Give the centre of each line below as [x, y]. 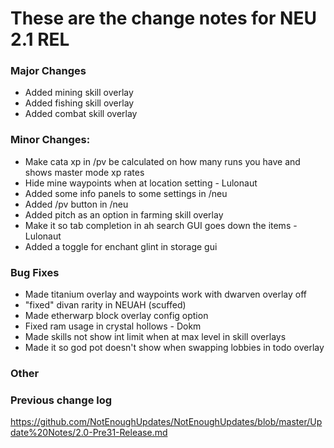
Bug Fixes [35, 272]
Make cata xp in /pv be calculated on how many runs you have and [162, 161]
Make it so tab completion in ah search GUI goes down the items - [161, 225]
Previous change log [61, 400]
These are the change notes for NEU [163, 18]
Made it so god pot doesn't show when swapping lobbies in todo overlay [174, 348]
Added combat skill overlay [81, 114]
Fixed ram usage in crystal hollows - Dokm [113, 326]
